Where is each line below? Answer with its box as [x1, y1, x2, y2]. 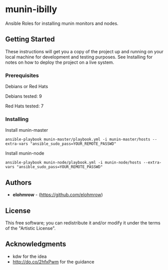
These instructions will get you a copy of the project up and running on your [5, 48, 163, 54]
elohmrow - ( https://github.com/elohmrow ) [12, 191, 103, 198]
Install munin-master [5, 127, 48, 133]
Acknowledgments [5, 240, 67, 249]
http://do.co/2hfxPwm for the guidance [12, 258, 95, 264]
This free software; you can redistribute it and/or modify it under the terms [5, 219, 161, 226]
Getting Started [5, 35, 55, 44]
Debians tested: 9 [5, 93, 42, 99]
